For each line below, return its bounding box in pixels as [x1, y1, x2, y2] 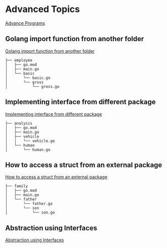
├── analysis [5, 120, 33, 126]
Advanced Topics [5, 4, 80, 15]
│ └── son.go [5, 210, 55, 215]
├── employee [5, 58, 33, 63]
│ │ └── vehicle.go [5, 138, 55, 144]
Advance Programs [5, 20, 45, 26]
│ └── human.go [5, 147, 51, 152]
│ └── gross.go [5, 84, 59, 89]
